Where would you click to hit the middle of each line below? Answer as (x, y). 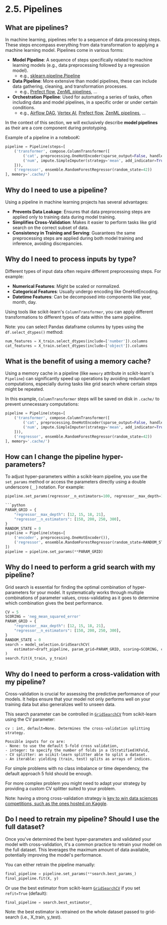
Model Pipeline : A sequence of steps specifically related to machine (82, 60)
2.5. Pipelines (34, 9)
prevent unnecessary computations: (42, 404)
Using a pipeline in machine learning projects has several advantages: (77, 202)
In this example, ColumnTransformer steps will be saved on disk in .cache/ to (83, 399)
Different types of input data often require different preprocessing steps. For (83, 271)
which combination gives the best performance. (54, 603)
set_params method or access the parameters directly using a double (76, 482)
